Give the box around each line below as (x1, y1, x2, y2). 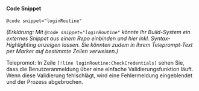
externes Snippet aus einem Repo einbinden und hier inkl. (6, 35, 150, 42)
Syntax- (150, 35, 171, 42)
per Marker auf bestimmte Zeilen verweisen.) (6, 48, 119, 55)
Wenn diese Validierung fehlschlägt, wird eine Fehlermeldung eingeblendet (6, 72, 193, 79)
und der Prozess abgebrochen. (6, 78, 83, 86)
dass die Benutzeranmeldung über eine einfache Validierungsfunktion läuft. (6, 66, 194, 73)
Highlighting (6, 41, 37, 48)
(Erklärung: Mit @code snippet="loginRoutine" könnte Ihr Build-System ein (6, 29, 191, 36)
